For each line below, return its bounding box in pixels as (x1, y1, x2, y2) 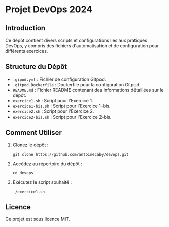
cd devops (12, 170, 34, 175)
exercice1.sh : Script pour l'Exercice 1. (12, 97, 93, 103)
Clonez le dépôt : (12, 142, 49, 148)
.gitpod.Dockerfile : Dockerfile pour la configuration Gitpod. (12, 81, 141, 87)
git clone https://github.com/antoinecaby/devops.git (12, 152, 129, 157)
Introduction (5, 24, 46, 32)
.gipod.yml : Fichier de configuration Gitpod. (12, 76, 106, 82)
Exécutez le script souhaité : (12, 179, 72, 185)
